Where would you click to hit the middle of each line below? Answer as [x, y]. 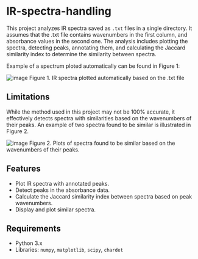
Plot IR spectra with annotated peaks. [62, 183]
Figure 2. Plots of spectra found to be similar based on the [102, 143]
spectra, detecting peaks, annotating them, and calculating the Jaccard [96, 48]
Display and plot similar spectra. [55, 210]
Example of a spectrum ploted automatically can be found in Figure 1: [93, 66]
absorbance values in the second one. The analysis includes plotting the [97, 41]
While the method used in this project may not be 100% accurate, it [91, 112]
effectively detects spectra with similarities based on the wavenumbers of [99, 118]
